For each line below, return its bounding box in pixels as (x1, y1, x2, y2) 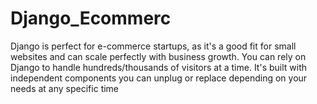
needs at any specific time (10, 82, 120, 94)
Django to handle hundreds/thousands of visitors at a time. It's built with (10, 61, 308, 73)
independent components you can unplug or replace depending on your (10, 72, 308, 84)
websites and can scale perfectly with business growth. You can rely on (10, 50, 307, 62)
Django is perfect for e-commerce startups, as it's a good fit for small (10, 40, 297, 52)
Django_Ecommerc (10, 7, 172, 30)
